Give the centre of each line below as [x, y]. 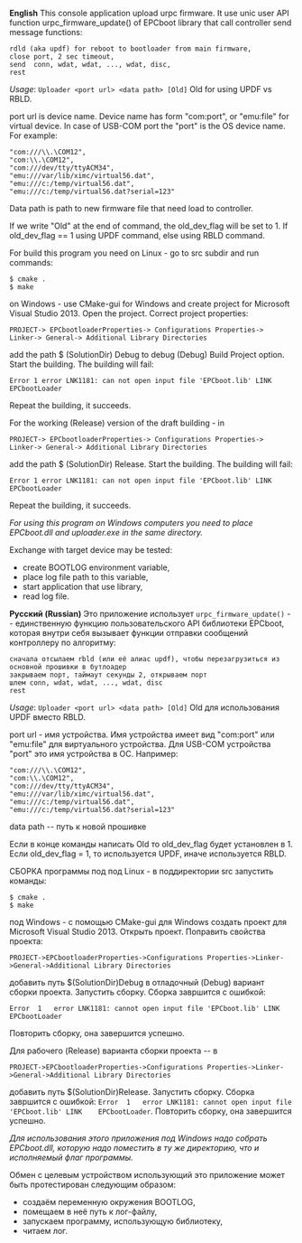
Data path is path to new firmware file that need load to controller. [132, 208]
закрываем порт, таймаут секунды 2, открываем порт [108, 675]
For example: [34, 136]
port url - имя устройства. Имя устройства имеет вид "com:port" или [142, 734]
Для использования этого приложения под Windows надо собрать [138, 1138]
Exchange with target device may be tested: [91, 550]
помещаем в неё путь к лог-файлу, [90, 1211]
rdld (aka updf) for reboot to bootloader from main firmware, [131, 49]
